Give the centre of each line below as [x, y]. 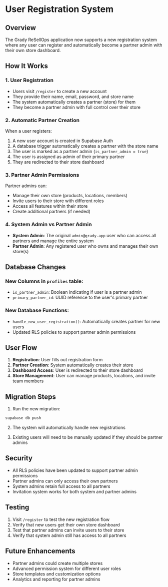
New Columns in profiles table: [44, 281]
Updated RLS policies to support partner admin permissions [74, 332]
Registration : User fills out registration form [57, 360]
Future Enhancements [40, 551]
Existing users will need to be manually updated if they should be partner [87, 437]
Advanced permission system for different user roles [67, 568]
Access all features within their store [50, 206]
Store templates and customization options [56, 573]
